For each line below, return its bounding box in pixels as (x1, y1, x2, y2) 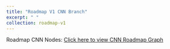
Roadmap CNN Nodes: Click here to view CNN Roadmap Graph (6, 36, 164, 44)
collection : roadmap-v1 (6, 20, 66, 26)
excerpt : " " (6, 14, 39, 20)
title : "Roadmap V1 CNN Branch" (6, 8, 87, 15)
